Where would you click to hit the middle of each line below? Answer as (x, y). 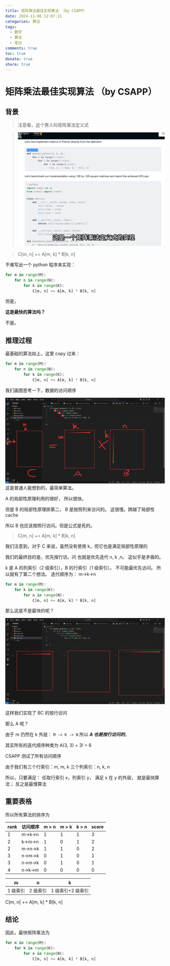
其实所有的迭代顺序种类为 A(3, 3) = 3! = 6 (49, 745)
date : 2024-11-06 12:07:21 (34, 16)
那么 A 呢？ (17, 723)
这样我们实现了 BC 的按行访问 (36, 713)
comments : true (21, 48)
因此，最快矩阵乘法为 (27, 932)
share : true (18, 64)
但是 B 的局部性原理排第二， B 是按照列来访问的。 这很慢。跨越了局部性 (80, 509)
